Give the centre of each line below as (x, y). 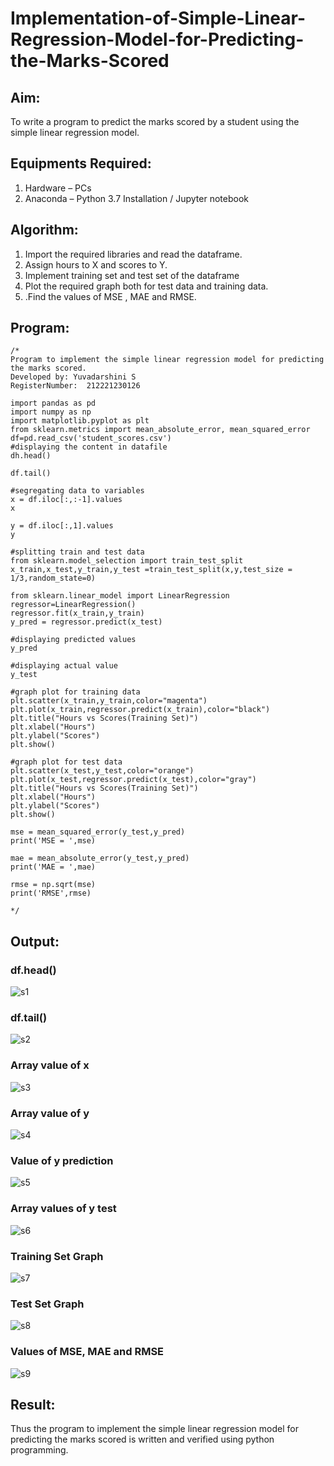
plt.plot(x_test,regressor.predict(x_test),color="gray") (133, 780)
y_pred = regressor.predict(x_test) (86, 622)
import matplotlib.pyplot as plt (80, 421)
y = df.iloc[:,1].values (62, 526)
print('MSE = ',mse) (53, 841)
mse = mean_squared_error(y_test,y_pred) (98, 832)
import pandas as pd (53, 403)
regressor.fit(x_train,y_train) (77, 613)
